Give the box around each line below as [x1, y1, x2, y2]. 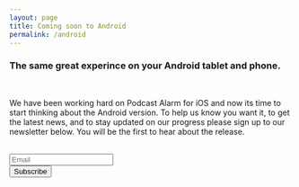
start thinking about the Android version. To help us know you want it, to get [9, 107, 290, 118]
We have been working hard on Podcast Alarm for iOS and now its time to [9, 97, 281, 108]
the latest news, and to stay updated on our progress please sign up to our [9, 116, 286, 127]
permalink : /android [9, 30, 87, 39]
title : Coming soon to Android [9, 22, 127, 31]
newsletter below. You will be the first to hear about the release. [9, 126, 245, 137]
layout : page [9, 13, 58, 22]
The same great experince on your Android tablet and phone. [9, 59, 281, 72]
